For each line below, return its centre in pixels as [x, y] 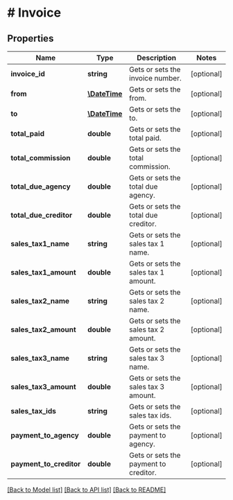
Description [156, 58]
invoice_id [28, 74]
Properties [31, 38]
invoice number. [155, 78]
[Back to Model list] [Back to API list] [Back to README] [87, 490]
